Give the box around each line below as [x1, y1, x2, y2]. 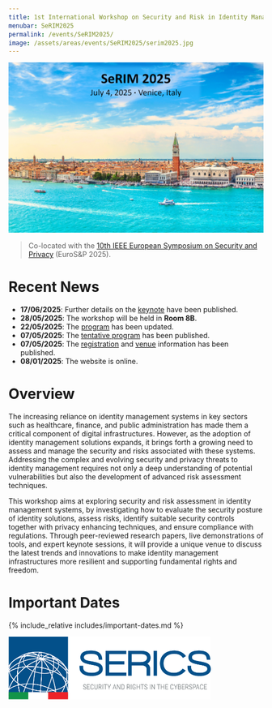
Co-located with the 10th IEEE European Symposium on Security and [28, 240, 257, 251]
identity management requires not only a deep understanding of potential [8, 463, 253, 473]
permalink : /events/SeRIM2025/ [8, 30, 114, 38]
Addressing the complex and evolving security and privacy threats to [8, 454, 239, 464]
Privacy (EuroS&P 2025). [28, 249, 112, 259]
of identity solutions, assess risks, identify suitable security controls [8, 513, 235, 523]
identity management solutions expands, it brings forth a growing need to [8, 437, 253, 447]
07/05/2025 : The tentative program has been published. [19, 330, 210, 340]
